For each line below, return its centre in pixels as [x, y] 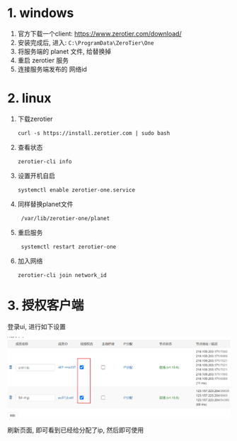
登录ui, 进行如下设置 [36, 326]
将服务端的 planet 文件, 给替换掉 [64, 51]
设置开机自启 [36, 175]
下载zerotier [35, 119]
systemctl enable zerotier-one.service [76, 190]
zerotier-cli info [45, 161]
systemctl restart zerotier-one [69, 246]
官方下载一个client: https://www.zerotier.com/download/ [99, 33]
